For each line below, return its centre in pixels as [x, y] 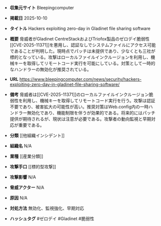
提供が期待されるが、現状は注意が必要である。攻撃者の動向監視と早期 [80, 119]
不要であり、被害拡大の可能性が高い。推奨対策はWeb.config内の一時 [79, 107]
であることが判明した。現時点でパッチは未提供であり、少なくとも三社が [82, 51]
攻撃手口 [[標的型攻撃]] [33, 167]
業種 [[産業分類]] [26, 156]
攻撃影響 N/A [23, 177]
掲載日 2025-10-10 [28, 18]
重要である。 [31, 125]
